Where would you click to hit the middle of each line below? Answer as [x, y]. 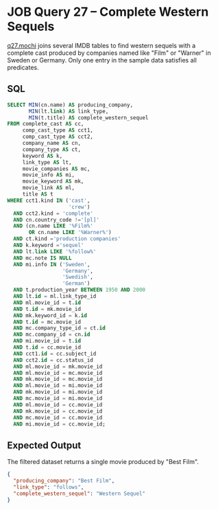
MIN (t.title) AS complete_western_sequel [88, 117]
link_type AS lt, [47, 162]
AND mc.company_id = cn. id [52, 335]
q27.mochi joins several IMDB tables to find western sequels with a [101, 45]
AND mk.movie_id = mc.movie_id [58, 379]
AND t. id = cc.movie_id [47, 347]
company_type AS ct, [51, 149]
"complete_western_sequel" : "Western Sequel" [80, 494]
